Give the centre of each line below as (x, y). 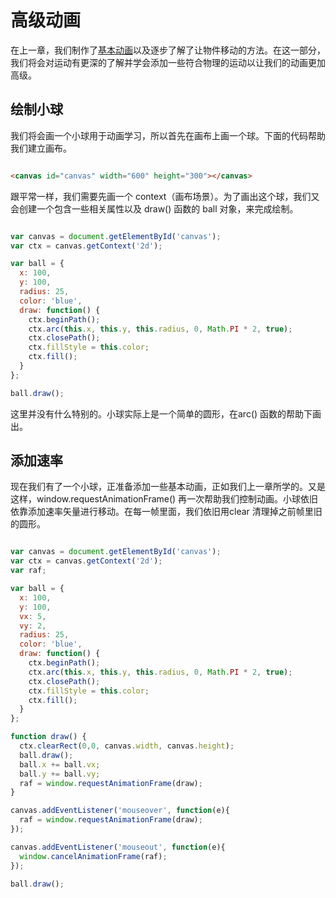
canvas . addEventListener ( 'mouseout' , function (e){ (118, 847)
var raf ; (28, 571)
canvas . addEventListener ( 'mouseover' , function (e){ (120, 811)
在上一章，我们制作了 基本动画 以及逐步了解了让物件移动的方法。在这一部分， (168, 50)
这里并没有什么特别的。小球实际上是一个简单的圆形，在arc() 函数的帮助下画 (166, 413)
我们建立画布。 (41, 148)
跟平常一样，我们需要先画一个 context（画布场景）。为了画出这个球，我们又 (165, 196)
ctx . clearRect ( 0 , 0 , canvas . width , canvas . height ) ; (127, 746)
